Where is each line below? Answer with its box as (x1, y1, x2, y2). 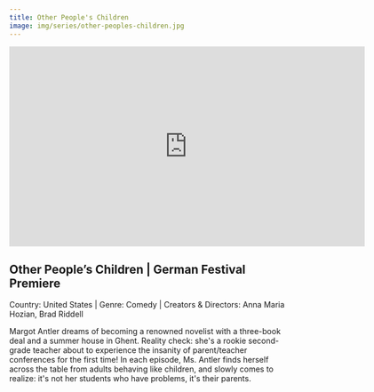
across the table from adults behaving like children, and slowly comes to (9, 364, 274, 374)
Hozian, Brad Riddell (9, 308, 84, 320)
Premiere (9, 276, 61, 291)
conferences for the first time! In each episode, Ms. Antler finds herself (9, 355, 269, 365)
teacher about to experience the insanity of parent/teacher (32, 345, 248, 356)
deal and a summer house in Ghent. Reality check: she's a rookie (9, 335, 247, 347)
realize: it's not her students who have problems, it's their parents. (9, 373, 251, 384)
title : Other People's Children (9, 12, 129, 22)
